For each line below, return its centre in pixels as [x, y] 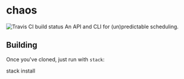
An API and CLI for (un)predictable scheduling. [122, 27]
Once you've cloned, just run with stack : [55, 59]
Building [22, 45]
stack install [21, 71]
